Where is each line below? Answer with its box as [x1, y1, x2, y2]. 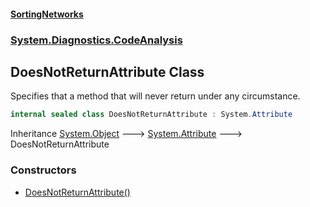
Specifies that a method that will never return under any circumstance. [10, 90, 301, 102]
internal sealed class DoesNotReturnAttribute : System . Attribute [10, 110, 293, 120]
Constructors [10, 163, 77, 177]
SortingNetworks [10, 8, 84, 20]
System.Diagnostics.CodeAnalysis [10, 33, 183, 47]
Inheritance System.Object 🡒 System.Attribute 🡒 [10, 128, 243, 140]
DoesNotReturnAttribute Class [10, 63, 205, 80]
